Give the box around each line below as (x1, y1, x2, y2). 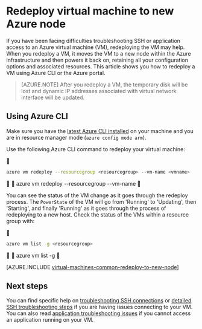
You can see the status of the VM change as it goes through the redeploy (6, 192, 188, 199)
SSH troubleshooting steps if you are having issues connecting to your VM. (6, 304, 193, 311)
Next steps (6, 281, 48, 291)
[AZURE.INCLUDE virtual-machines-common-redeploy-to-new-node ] (6, 263, 179, 270)
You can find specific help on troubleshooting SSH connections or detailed (6, 297, 192, 304)
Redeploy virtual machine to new (6, 4, 174, 18)
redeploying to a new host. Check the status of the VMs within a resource (6, 210, 189, 218)
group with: (6, 217, 35, 224)
